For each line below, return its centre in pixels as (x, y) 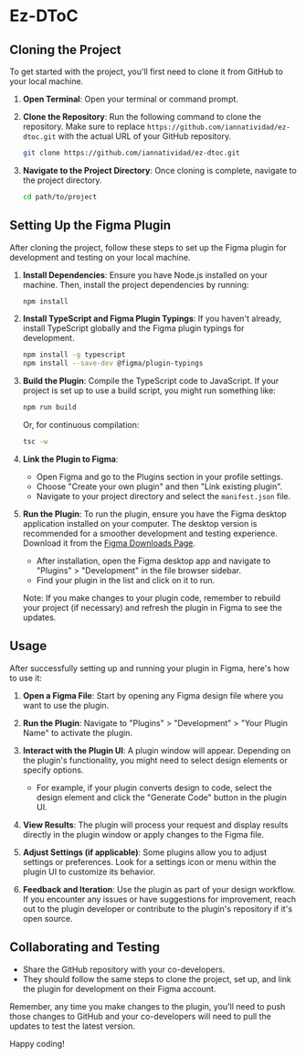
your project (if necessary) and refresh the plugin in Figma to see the (153, 607)
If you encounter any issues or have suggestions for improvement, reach (159, 899)
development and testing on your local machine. (100, 257)
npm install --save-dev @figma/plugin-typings (113, 363)
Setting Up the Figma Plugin (90, 225)
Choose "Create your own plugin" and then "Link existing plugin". (159, 486)
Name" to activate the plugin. (78, 732)
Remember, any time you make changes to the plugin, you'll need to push (148, 1006)
